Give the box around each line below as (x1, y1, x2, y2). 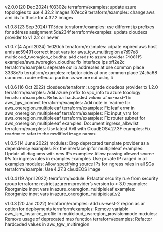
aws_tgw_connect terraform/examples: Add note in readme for (5, 100, 130, 105)
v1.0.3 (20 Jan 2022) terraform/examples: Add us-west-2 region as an (5, 201, 146, 206)
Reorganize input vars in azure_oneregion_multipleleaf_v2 (5, 191, 121, 197)
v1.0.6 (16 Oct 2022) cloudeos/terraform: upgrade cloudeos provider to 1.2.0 (5, 84, 158, 90)
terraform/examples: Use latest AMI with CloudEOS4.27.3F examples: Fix (5, 126, 151, 131)
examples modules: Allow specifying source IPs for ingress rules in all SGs (5, 161, 154, 167)
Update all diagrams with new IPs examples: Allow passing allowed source (5, 151, 154, 156)
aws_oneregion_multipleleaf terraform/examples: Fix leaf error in (5, 105, 135, 111)
